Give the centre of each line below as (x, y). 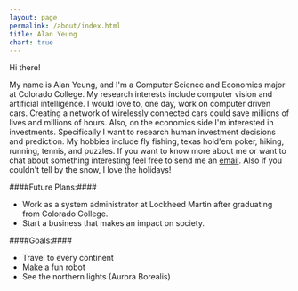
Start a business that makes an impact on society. (113, 223)
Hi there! (25, 68)
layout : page (33, 17)
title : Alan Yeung (43, 34)
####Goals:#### (41, 240)
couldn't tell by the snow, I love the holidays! (90, 170)
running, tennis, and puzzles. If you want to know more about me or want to (148, 151)
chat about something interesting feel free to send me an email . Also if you (146, 160)
